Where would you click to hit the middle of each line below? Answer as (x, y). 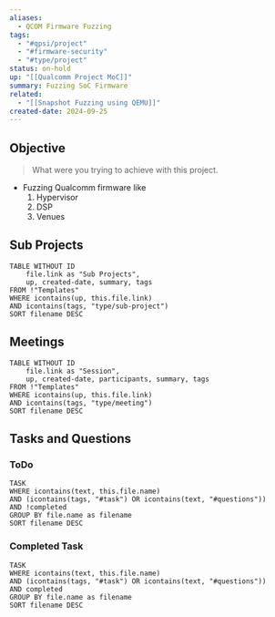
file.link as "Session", (73, 371)
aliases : (26, 18)
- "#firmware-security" (62, 52)
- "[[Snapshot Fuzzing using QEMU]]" (89, 103)
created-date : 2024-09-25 (58, 111)
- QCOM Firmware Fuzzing (65, 26)
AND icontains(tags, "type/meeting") (81, 403)
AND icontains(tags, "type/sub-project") (89, 306)
